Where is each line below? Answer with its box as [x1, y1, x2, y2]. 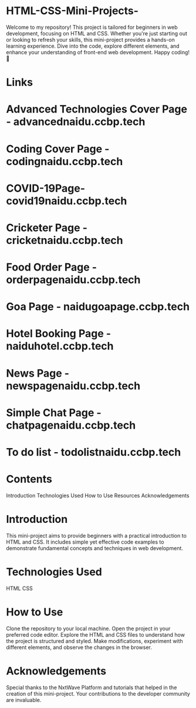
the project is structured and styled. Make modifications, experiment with [6, 637, 183, 644]
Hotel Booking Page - [6, 327, 111, 340]
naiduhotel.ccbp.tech [6, 340, 114, 353]
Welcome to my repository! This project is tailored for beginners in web [6, 24, 178, 31]
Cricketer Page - [6, 221, 88, 234]
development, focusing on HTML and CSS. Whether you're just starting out [6, 29, 188, 37]
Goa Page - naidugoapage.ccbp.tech [6, 300, 190, 314]
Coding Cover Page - [6, 142, 110, 156]
